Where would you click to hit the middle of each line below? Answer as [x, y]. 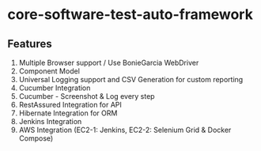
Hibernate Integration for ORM [68, 113]
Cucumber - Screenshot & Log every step [87, 96]
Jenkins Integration [50, 121]
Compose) [36, 138]
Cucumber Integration [55, 88]
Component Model [49, 71]
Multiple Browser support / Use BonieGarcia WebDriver [109, 62]
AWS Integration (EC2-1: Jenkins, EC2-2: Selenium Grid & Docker [125, 130]
